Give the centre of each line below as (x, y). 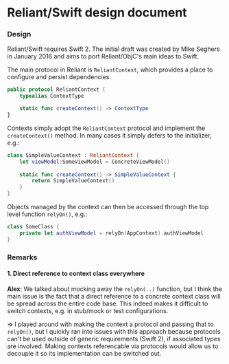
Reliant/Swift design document (97, 13)
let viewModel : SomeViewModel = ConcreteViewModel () (95, 162)
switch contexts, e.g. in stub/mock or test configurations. (88, 310)
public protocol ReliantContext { (57, 90)
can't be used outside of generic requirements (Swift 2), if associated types (114, 339)
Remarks (22, 257)
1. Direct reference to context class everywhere (76, 274)
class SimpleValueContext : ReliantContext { (73, 155)
